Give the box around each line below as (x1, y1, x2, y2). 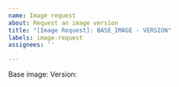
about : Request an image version (8, 19, 119, 27)
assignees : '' (8, 41, 55, 49)
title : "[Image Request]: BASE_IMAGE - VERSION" (8, 26, 172, 34)
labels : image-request (8, 33, 83, 42)
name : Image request (8, 11, 77, 20)
